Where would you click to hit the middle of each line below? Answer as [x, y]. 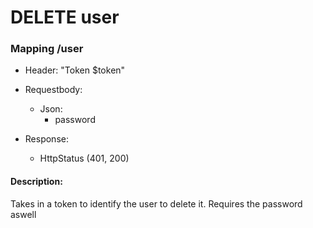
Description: [36, 182]
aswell [23, 214]
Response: [46, 139]
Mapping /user [47, 49]
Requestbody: [53, 90]
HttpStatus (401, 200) [84, 158]
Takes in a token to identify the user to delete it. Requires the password [156, 203]
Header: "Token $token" [75, 70]
